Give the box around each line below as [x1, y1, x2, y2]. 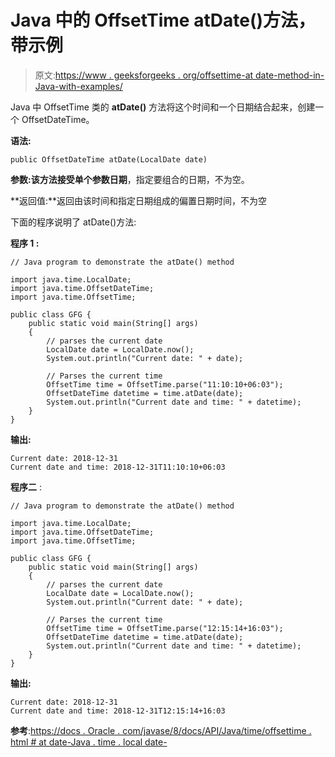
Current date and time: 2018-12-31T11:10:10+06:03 [10, 462, 226, 472]
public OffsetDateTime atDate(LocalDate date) [10, 154, 208, 165]
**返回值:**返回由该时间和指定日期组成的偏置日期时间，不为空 [10, 194, 268, 206]
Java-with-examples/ [34, 80, 123, 92]
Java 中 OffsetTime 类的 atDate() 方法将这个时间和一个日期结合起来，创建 [10, 101, 316, 113]
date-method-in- [255, 69, 325, 81]
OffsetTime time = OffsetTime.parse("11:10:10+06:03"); [46, 379, 284, 390]
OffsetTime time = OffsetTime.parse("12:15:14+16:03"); [46, 623, 284, 633]
